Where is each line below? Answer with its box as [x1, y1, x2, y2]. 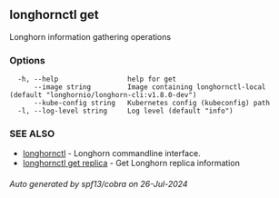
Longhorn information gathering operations [9, 31, 171, 42]
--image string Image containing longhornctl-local [33, 83, 266, 92]
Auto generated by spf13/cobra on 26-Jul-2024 [9, 179, 188, 189]
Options [9, 54, 45, 66]
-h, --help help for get [17, 74, 177, 84]
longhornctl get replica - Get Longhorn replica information [22, 158, 241, 169]
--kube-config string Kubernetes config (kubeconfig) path [33, 99, 271, 108]
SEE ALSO [9, 127, 55, 140]
